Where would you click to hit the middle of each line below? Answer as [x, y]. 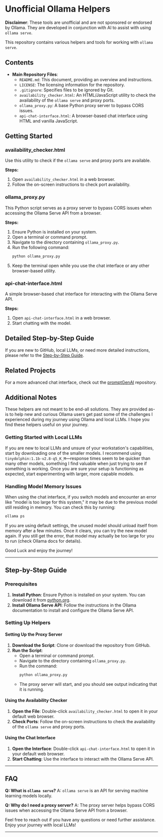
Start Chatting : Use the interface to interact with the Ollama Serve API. [83, 759]
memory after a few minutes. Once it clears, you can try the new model [76, 531]
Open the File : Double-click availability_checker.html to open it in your [85, 711]
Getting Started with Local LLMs [44, 437]
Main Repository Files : [35, 74]
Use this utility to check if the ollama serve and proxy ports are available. [78, 160]
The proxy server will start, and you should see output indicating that [88, 684]
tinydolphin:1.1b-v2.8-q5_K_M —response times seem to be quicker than [78, 458]
